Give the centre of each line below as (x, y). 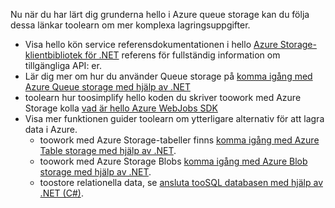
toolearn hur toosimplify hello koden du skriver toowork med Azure (163, 97)
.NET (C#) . (61, 193)
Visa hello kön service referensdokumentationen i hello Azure (151, 44)
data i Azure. (51, 129)
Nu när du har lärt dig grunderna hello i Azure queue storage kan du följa (160, 14)
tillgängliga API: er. (63, 65)
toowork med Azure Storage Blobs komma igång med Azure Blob (173, 161)
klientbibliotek (53, 55)
